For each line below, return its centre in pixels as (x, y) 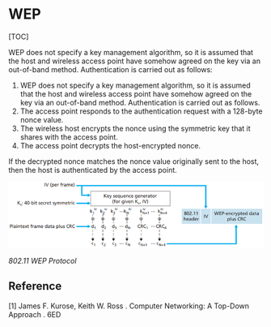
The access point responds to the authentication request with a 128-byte (141, 111)
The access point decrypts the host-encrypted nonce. (110, 145)
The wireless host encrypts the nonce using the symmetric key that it (135, 128)
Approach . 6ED (35, 314)
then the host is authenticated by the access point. (93, 170)
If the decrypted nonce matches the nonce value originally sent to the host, (134, 161)
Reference (35, 286)
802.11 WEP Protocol (42, 260)
